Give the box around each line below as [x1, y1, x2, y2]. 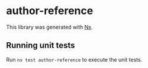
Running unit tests [6, 40, 75, 50]
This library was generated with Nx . [6, 23, 93, 30]
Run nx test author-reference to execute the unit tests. [6, 56, 143, 63]
